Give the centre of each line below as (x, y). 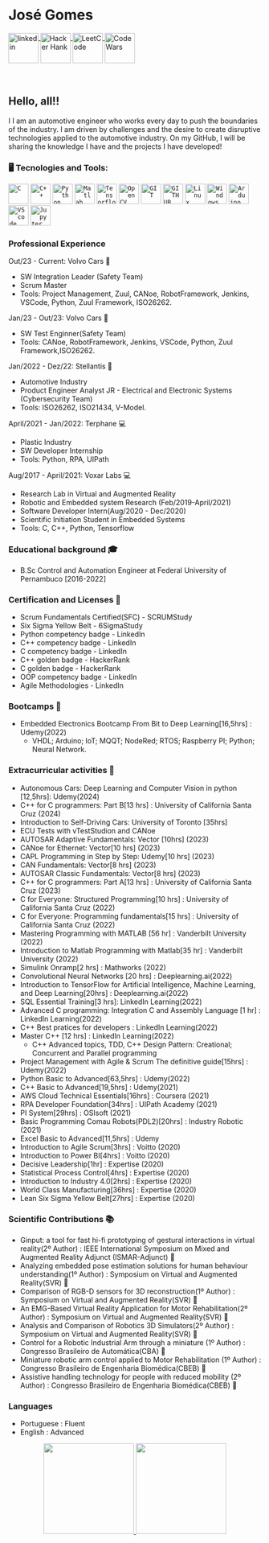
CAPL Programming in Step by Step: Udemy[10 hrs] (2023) (117, 856)
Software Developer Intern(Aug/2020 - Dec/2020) (103, 511)
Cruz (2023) (41, 891)
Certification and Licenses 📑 (65, 599)
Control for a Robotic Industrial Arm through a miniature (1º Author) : (132, 1342)
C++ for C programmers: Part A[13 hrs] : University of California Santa (136, 882)
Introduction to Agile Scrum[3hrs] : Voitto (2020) (100, 1146)
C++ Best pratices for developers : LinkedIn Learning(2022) (119, 1027)
